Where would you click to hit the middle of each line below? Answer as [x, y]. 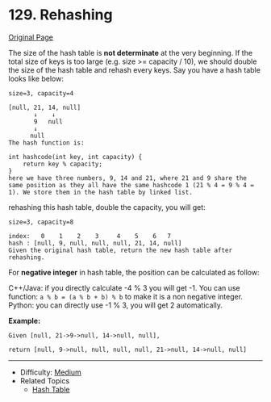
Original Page [31, 37]
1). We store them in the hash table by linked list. [101, 192]
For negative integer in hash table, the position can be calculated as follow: [134, 272]
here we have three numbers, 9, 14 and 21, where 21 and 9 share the [128, 178]
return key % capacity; [63, 164]
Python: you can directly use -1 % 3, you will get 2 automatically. [116, 305]
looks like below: [36, 78]
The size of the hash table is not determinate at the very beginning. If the [130, 52]
